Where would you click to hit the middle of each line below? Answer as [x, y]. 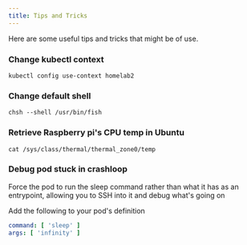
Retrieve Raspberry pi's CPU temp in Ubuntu [96, 133]
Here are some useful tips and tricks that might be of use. [103, 38]
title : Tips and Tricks [48, 16]
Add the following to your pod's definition [77, 211]
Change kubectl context [56, 59]
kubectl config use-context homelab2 [71, 76]
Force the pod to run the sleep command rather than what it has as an [123, 187]
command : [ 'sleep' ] [45, 225]
